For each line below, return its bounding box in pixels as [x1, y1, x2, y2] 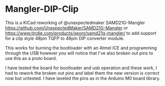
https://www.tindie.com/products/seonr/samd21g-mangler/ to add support [5, 30, 157, 36]
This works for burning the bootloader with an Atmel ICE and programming [5, 45, 157, 51]
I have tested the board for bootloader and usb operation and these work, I [5, 65, 157, 71]
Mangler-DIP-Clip [5, 3, 79, 15]
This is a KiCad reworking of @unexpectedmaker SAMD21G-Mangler [5, 20, 145, 26]
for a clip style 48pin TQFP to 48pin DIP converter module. [5, 35, 124, 41]
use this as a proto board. [5, 55, 57, 61]
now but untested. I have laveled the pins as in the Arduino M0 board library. [5, 75, 161, 81]
